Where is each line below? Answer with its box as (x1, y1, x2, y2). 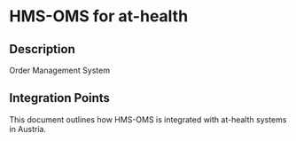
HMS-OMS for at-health (9, 6, 189, 27)
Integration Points (9, 90, 111, 106)
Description (9, 42, 75, 57)
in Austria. (9, 123, 47, 134)
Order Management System (9, 65, 111, 75)
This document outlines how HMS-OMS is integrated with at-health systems (9, 114, 287, 125)
